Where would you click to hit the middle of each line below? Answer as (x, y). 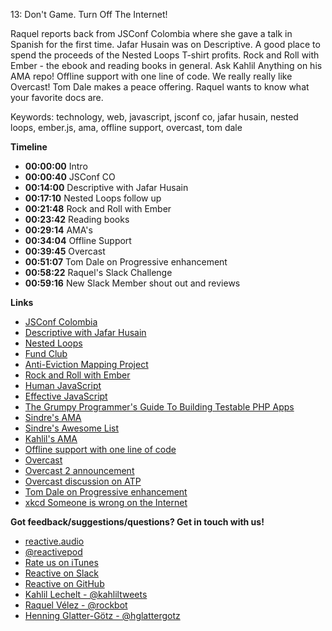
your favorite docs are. (57, 97)
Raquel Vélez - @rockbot (76, 605)
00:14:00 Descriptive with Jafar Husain (106, 187)
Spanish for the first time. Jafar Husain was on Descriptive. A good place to (165, 44)
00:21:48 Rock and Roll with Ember (98, 208)
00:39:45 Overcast (65, 251)
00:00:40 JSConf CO (70, 177)
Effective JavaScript (66, 396)
